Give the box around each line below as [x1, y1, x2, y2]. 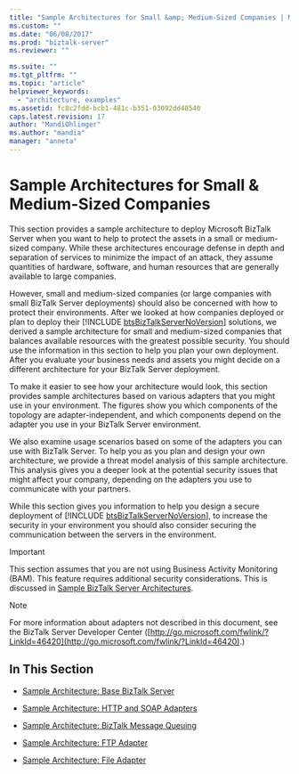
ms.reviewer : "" [9, 46, 69, 55]
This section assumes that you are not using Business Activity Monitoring [9, 563, 279, 574]
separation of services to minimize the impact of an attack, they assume [9, 251, 274, 263]
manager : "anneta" [9, 137, 77, 146]
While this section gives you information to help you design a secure [9, 501, 260, 511]
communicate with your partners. [9, 483, 132, 494]
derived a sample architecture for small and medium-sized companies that [9, 326, 282, 337]
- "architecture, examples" [17, 95, 122, 104]
